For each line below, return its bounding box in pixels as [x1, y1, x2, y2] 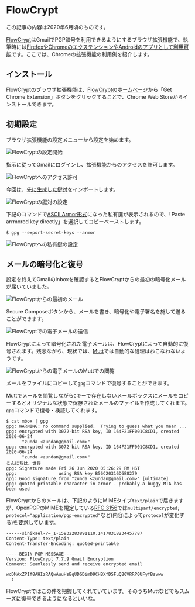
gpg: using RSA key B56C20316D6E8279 [6, 471, 138, 477]
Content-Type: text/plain [6, 536, 69, 542]
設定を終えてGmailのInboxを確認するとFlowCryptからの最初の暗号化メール [6, 276, 186, 283]
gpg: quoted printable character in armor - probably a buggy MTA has [6, 481, 182, 487]
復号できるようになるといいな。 [21, 595, 98, 602]
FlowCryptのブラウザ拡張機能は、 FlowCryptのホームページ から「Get [6, 86, 172, 93]
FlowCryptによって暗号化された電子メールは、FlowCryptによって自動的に [6, 340, 183, 347]
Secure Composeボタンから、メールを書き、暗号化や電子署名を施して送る [6, 308, 186, 315]
